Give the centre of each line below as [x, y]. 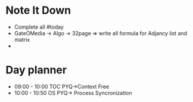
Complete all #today [39, 27]
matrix [22, 39]
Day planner [36, 70]
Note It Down [38, 10]
